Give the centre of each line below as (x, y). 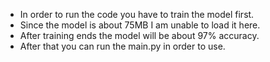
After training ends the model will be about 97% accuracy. (139, 35)
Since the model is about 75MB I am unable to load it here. (140, 25)
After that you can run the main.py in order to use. (122, 46)
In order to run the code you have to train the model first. (137, 14)
